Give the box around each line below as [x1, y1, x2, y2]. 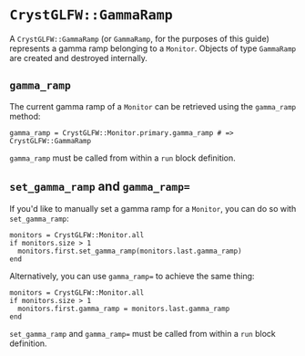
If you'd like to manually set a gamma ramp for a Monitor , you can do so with [9, 203, 297, 214]
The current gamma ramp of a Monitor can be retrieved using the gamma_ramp [9, 100, 297, 111]
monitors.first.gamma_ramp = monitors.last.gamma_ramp [17, 304, 230, 313]
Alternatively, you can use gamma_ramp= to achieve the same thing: [9, 270, 255, 281]
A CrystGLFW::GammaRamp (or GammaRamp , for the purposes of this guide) [9, 33, 270, 44]
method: [9, 110, 41, 121]
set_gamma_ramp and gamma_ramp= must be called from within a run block [9, 328, 276, 339]
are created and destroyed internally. [9, 52, 148, 63]
